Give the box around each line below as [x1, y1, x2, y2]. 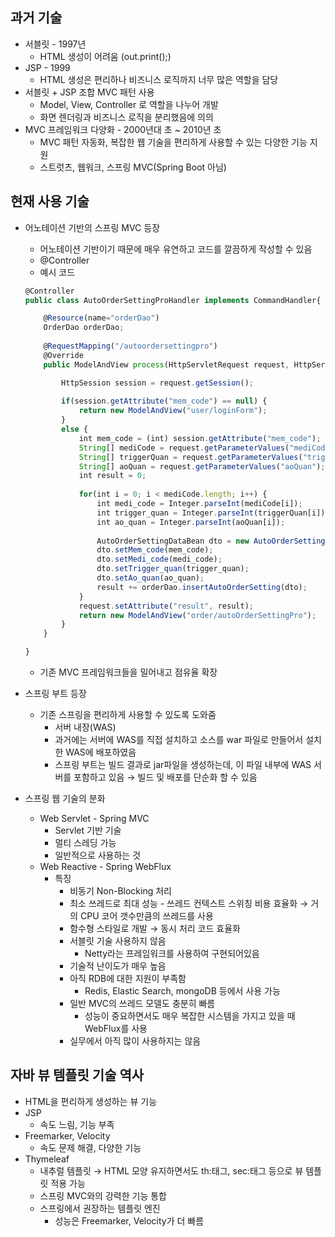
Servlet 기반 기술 [54, 824, 122, 836]
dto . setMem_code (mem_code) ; [96, 545, 214, 555]
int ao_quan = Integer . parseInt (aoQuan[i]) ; [96, 517, 286, 527]
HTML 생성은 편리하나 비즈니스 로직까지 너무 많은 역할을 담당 [39, 73, 279, 85]
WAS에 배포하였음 [65, 746, 137, 758]
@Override [43, 350, 84, 360]
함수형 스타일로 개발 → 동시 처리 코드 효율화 [69, 923, 241, 934]
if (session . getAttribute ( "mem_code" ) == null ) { [61, 396, 268, 407]
